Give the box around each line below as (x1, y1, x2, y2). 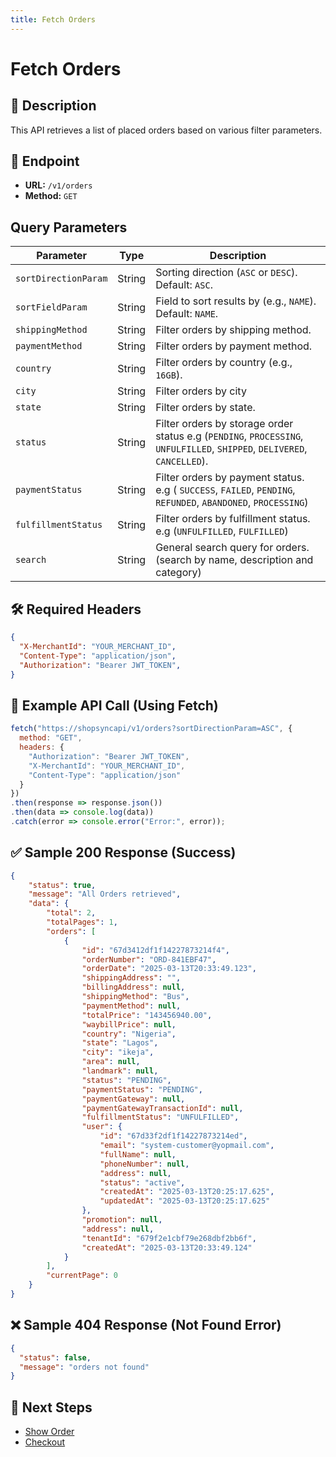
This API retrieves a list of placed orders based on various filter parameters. (10, 124, 323, 136)
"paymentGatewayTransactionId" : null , (81, 1103, 244, 1113)
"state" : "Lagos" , (81, 1038, 159, 1048)
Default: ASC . (155, 278, 213, 292)
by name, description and (193, 553, 314, 567)
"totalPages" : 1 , (46, 917, 118, 928)
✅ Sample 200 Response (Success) (10, 844, 237, 861)
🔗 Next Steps (10, 1399, 93, 1416)
